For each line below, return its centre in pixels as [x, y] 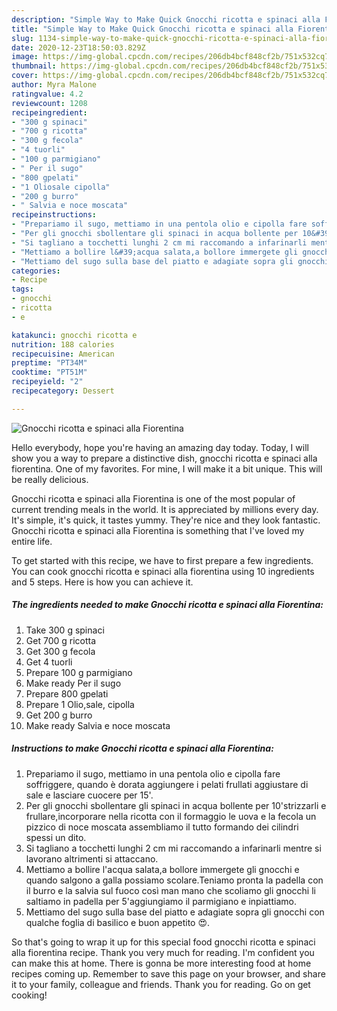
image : [25, 57]
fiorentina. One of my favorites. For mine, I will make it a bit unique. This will [167, 468]
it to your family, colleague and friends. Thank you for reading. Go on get [161, 984]
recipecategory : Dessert [63, 391]
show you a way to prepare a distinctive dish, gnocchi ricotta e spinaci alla [164, 458]
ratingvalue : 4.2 [47, 94]
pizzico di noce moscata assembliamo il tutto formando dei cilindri [162, 827]
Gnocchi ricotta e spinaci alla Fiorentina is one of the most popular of [153, 498]
